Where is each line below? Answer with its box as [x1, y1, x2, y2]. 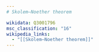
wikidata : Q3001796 [6, 19, 56, 26]
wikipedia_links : [6, 31, 50, 37]
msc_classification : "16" [6, 25, 72, 31]
